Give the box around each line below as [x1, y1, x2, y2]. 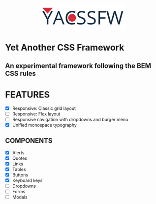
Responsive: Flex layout [12, 111, 61, 117]
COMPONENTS [5, 136, 53, 145]
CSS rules [5, 69, 36, 77]
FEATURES [5, 89, 50, 100]
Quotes [12, 155, 28, 161]
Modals [12, 194, 28, 200]
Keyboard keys [12, 177, 43, 183]
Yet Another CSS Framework [5, 42, 125, 53]
